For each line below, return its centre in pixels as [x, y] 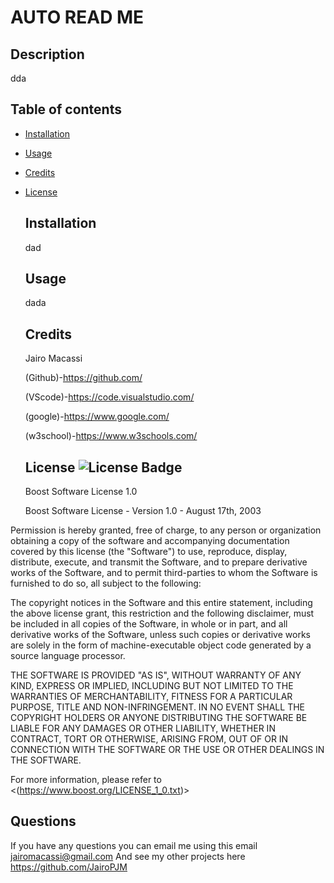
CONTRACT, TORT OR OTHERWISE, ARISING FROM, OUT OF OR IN [149, 739]
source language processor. [68, 656]
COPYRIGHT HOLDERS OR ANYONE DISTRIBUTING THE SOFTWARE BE [159, 718]
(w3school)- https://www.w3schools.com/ [111, 436]
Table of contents [66, 109]
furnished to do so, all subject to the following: [106, 583]
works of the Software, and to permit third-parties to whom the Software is [164, 573]
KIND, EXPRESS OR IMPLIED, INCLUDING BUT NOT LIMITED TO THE [152, 686]
